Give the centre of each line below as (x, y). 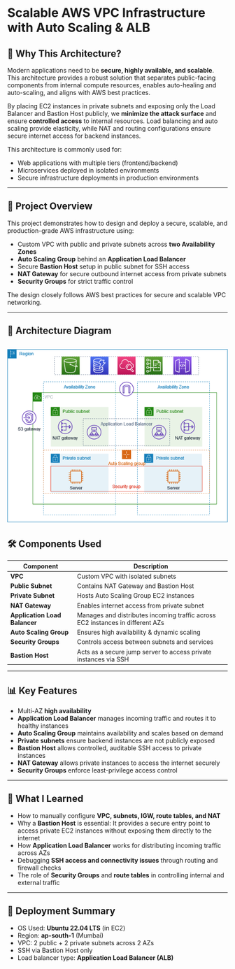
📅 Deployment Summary (61, 911)
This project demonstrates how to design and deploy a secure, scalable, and (117, 223)
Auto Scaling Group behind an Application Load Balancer (102, 259)
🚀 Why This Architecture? (64, 53)
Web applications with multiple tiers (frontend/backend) (98, 163)
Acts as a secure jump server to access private (144, 652)
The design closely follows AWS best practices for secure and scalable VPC (117, 294)
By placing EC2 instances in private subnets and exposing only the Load (111, 106)
